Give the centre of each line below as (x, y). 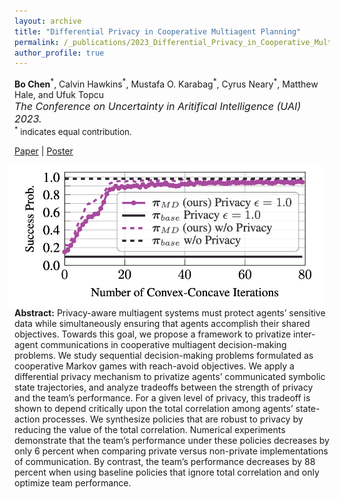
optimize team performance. (73, 483)
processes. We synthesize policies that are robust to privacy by (173, 419)
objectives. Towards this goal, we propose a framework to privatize (153, 334)
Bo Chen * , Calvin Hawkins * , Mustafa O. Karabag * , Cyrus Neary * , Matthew (166, 83)
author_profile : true (59, 53)
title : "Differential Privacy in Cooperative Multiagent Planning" (158, 31)
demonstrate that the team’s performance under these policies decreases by (172, 441)
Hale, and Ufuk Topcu (59, 94)
